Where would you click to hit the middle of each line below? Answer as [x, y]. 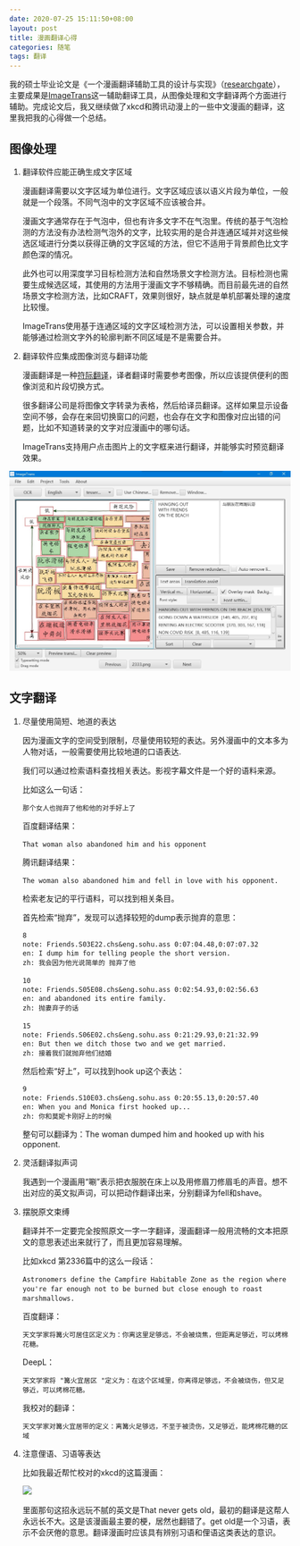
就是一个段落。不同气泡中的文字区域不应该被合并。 [116, 202]
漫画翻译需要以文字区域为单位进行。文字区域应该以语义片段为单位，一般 [155, 190]
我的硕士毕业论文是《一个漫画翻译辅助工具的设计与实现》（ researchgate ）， [147, 84]
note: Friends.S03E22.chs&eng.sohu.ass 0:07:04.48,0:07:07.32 [140, 944]
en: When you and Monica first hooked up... [106, 1107]
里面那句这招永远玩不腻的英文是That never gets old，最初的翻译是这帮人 [156, 1509]
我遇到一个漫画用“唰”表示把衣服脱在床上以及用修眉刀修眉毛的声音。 [147, 1181]
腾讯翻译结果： [50, 861]
